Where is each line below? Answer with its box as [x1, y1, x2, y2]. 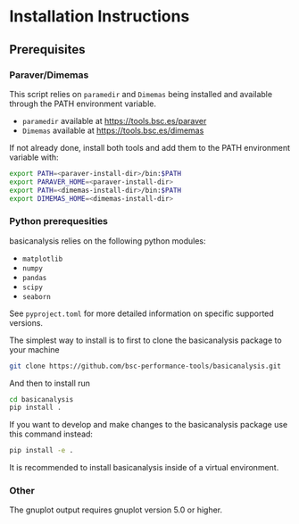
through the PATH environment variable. [9, 98, 156, 109]
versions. [9, 317, 43, 328]
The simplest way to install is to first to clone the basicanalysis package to [9, 335, 283, 345]
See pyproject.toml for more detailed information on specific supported [9, 308, 274, 319]
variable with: [9, 152, 60, 162]
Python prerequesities [9, 215, 109, 228]
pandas [21, 273, 47, 282]
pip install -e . [9, 446, 74, 455]
